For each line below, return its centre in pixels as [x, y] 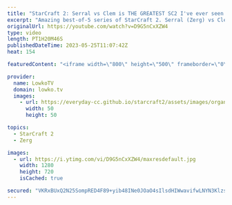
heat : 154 [21, 52]
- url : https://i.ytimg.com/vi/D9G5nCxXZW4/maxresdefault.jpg [105, 159]
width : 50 [39, 109]
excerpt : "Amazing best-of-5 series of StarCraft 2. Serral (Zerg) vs [111, 20]
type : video [24, 33]
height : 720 [37, 172]
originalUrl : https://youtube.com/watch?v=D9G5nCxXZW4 [88, 26]
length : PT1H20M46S [35, 39]
